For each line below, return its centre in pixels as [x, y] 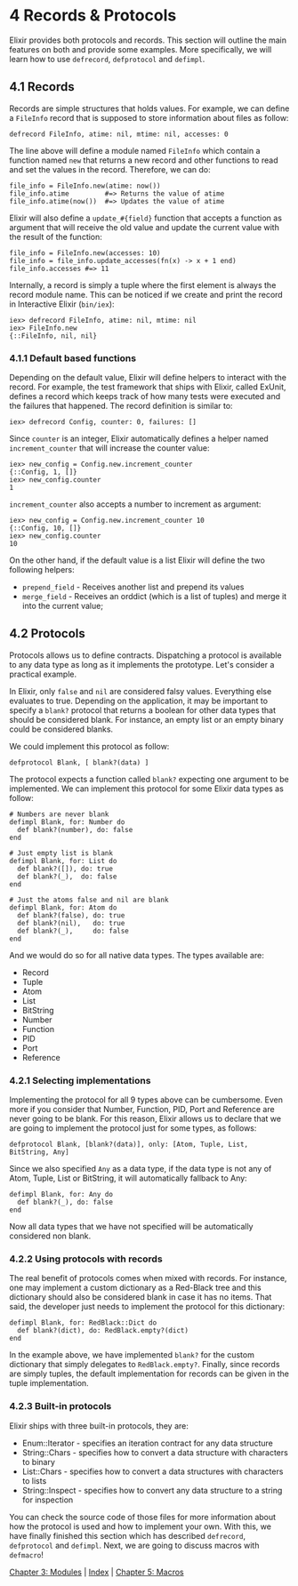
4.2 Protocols [48, 633]
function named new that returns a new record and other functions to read [144, 160]
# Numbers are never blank [59, 814]
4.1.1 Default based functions [72, 358]
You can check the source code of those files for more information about [143, 1517]
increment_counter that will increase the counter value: [110, 448]
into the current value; [63, 606]
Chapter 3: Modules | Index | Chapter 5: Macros [97, 1572]
